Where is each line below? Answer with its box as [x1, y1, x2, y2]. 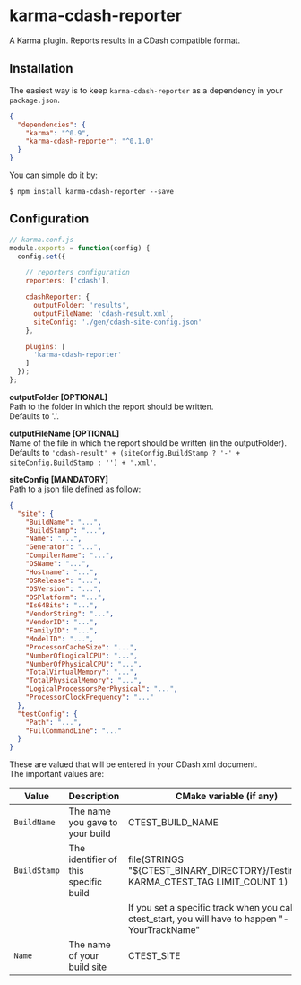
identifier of [68, 853, 118, 866]
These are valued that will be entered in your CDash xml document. [9, 759, 258, 770]
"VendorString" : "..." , [25, 609, 115, 619]
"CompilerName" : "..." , [25, 551, 115, 561]
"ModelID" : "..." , [25, 634, 94, 643]
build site [68, 961, 107, 973]
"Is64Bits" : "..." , [25, 601, 99, 610]
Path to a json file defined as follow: [9, 484, 142, 494]
